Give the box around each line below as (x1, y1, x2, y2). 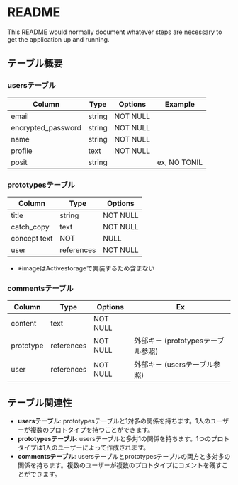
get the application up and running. (7, 35, 110, 43)
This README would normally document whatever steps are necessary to (7, 28, 222, 36)
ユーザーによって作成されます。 (57, 443, 150, 452)
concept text (11, 233, 53, 243)
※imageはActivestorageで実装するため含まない (17, 263, 155, 273)
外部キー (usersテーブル (133, 360, 214, 370)
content (11, 319, 37, 329)
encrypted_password (11, 122, 81, 132)
